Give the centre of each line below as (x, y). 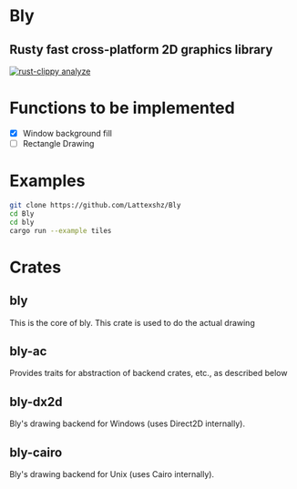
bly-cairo (36, 452)
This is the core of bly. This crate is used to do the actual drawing (132, 322)
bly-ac (28, 351)
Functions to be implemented (122, 108)
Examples (47, 181)
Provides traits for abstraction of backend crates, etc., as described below (148, 373)
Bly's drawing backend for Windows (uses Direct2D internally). (128, 423)
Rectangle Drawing (58, 143)
